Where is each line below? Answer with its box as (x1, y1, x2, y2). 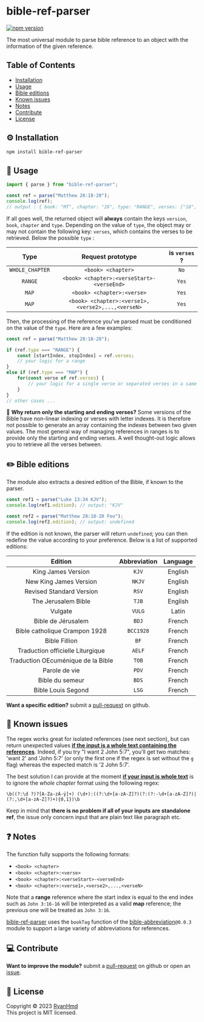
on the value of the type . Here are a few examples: (6, 324, 132, 332)
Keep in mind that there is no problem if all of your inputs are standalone (6, 806, 191, 814)
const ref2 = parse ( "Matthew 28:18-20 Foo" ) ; (6, 513, 123, 519)
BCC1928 (127, 627, 150, 634)
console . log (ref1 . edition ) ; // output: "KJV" (6, 502, 123, 508)
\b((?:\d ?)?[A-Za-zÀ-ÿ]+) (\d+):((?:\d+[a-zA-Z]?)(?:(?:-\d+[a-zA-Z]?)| (6, 791, 197, 797)
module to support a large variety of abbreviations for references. (6, 925, 171, 932)
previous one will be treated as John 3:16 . (6, 907, 111, 914)
